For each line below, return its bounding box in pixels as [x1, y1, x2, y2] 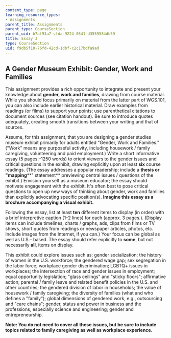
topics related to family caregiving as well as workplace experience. [5, 327, 153, 333]
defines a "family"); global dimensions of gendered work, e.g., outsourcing [5, 295, 162, 302]
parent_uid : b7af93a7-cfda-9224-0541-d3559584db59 [5, 31, 115, 36]
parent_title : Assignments [5, 22, 63, 27]
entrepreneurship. [5, 312, 43, 318]
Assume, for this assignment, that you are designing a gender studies [5, 134, 152, 140]
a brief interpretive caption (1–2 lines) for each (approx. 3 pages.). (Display [5, 215, 162, 221]
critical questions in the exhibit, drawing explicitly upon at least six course [5, 161, 161, 167]
